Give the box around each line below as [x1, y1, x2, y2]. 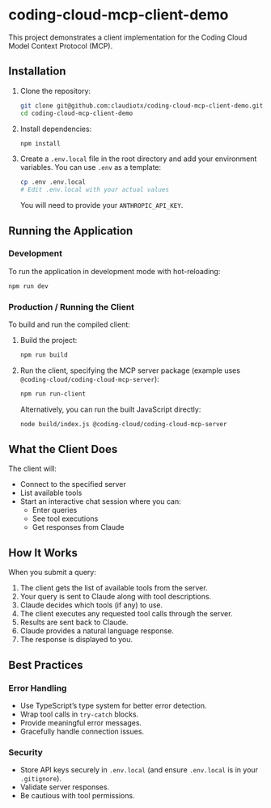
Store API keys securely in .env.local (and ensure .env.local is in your [19, 765, 259, 775]
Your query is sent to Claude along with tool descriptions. [19, 592, 212, 602]
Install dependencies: [19, 124, 92, 133]
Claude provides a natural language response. [19, 626, 174, 636]
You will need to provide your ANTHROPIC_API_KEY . [19, 201, 184, 210]
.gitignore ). [19, 774, 62, 784]
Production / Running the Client [8, 301, 135, 312]
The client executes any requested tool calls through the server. [19, 609, 233, 619]
